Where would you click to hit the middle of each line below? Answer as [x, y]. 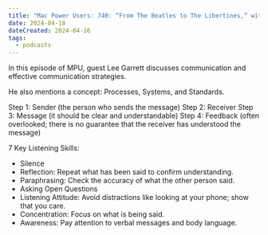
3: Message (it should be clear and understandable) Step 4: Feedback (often [134, 116]
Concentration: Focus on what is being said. [92, 214]
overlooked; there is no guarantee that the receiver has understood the [125, 124]
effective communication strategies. [67, 76]
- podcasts [33, 45]
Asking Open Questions [59, 189]
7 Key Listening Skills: [44, 148]
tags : [17, 38]
